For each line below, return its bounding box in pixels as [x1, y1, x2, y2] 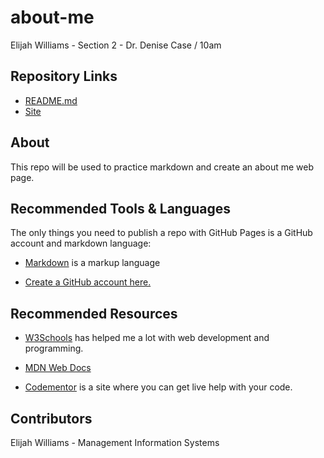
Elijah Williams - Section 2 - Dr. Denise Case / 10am [10, 39, 222, 51]
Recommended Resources [10, 305, 178, 322]
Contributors [10, 410, 93, 427]
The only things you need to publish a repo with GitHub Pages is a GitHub [10, 227, 313, 239]
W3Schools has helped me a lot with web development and [24, 332, 270, 344]
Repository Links [10, 68, 118, 85]
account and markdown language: [10, 237, 152, 250]
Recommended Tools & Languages [10, 200, 232, 217]
